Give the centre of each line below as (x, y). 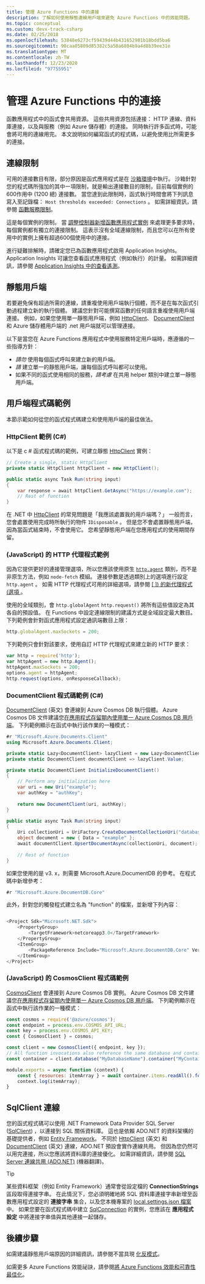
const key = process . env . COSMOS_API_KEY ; (60, 1031)
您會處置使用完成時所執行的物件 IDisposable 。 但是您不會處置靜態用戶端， (101, 522)
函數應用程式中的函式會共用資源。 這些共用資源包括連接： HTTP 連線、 (96, 119)
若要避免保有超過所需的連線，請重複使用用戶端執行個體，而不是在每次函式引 (103, 302)
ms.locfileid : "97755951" (39, 69)
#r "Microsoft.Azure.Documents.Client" (57, 737)
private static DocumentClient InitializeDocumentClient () (83, 770)
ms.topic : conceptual (34, 23)
